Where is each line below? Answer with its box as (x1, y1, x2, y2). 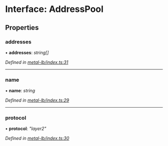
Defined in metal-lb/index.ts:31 (5, 59, 68, 65)
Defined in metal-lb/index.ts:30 (5, 136, 69, 142)
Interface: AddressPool (5, 3, 104, 15)
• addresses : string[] (5, 49, 49, 55)
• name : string (5, 88, 35, 94)
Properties (5, 23, 39, 32)
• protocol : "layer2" (5, 126, 46, 132)
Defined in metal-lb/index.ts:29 (5, 97, 69, 103)
